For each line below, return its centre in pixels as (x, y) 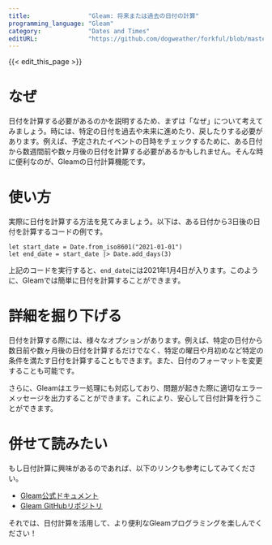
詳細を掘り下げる (66, 316)
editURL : (23, 39)
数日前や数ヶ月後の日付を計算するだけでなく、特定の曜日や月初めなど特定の (136, 351)
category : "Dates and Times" (79, 31)
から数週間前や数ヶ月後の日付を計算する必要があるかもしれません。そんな (132, 152)
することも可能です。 (44, 371)
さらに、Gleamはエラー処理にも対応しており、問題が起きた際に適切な (125, 388)
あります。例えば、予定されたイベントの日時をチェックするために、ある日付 (136, 141)
